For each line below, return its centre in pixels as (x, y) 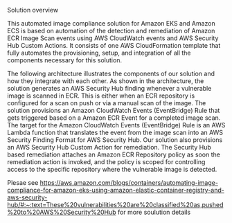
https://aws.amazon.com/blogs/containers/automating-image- (129, 182)
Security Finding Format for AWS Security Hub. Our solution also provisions (115, 140)
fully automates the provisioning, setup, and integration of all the (99, 53)
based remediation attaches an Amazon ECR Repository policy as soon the (114, 154)
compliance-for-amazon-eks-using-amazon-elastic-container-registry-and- (116, 190)
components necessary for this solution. (65, 60)
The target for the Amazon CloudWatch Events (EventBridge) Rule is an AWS (116, 125)
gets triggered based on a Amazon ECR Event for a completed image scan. (114, 118)
